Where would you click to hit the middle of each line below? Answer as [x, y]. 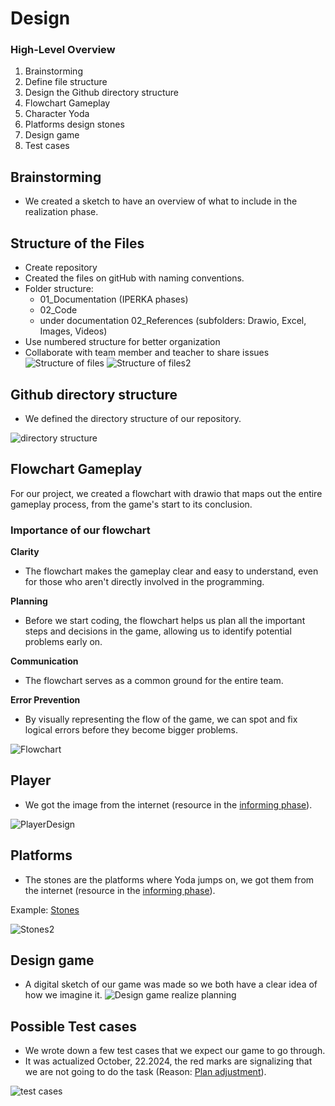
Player [31, 780]
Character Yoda [57, 114]
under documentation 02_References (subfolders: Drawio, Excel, [173, 321]
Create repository [61, 268]
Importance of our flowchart [80, 530]
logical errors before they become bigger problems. [131, 730]
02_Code [58, 310]
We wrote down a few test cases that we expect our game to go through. [175, 1051]
